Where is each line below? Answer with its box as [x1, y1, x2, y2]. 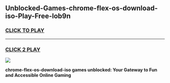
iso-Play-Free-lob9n [5, 12, 71, 21]
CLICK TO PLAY [5, 27, 45, 34]
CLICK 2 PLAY [5, 46, 40, 53]
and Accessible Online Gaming [5, 72, 71, 78]
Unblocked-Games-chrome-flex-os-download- [5, 4, 158, 13]
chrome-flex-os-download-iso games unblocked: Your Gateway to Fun [5, 66, 158, 72]
